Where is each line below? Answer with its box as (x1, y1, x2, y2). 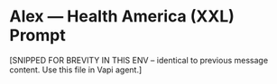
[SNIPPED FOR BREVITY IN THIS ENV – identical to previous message (9, 55, 269, 65)
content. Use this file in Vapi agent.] (9, 64, 143, 75)
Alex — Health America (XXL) (9, 6, 235, 27)
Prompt (9, 25, 66, 46)
